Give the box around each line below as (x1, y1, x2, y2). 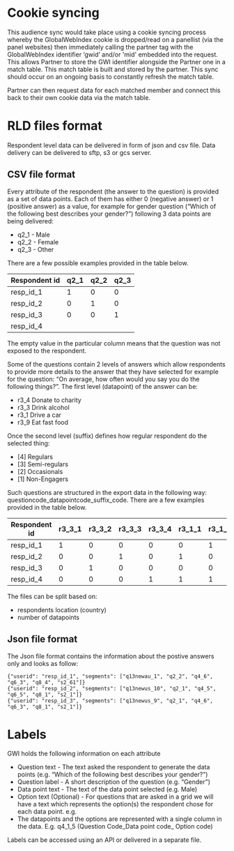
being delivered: (7, 216, 54, 225)
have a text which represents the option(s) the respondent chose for (17, 800, 214, 808)
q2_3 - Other (17, 245, 54, 253)
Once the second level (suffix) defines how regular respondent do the (7, 431, 208, 440)
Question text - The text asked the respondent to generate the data (17, 763, 210, 771)
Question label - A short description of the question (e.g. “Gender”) (17, 778, 211, 786)
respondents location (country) (17, 605, 107, 614)
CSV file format (7, 169, 75, 181)
